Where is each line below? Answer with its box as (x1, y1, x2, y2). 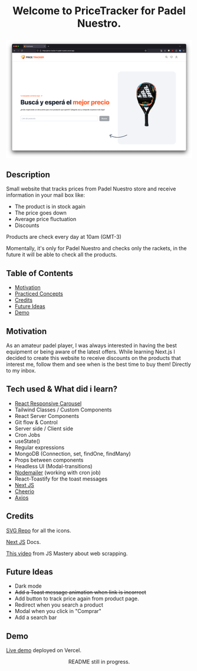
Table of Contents (6, 268, 74, 278)
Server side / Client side (14, 424, 74, 432)
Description (6, 170, 50, 180)
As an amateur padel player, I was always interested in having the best (6, 342, 177, 349)
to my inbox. (6, 367, 37, 374)
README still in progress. (68, 658, 130, 666)
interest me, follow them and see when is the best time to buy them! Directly (6, 361, 191, 368)
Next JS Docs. (6, 538, 41, 545)
